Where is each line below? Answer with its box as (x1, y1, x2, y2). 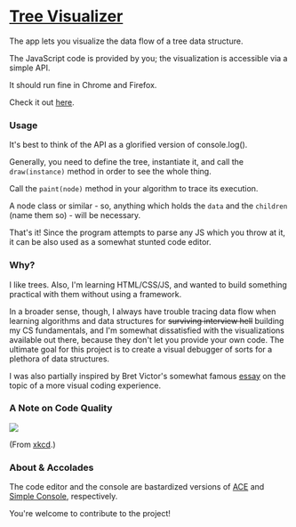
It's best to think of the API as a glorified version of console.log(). (9, 140, 248, 150)
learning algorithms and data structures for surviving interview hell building (9, 315, 284, 326)
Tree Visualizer (9, 6, 124, 27)
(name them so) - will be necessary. (9, 210, 141, 221)
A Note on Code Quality (9, 402, 113, 415)
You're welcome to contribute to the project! (9, 508, 172, 519)
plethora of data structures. (9, 353, 109, 364)
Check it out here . (9, 96, 76, 108)
